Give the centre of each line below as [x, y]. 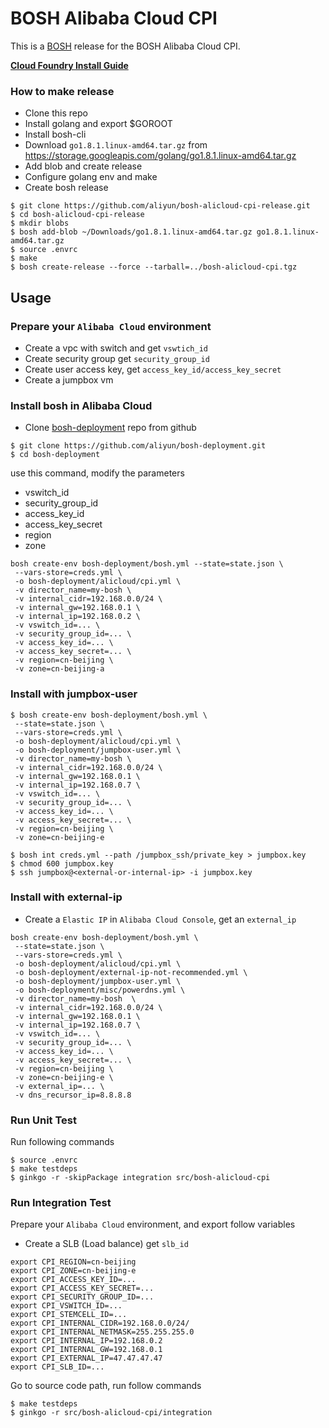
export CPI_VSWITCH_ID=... [66, 1306]
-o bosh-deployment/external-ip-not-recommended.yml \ [131, 972]
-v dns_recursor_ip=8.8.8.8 [73, 1095]
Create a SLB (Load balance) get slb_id [106, 1244]
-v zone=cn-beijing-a [59, 669]
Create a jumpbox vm [69, 379]
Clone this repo [56, 113]
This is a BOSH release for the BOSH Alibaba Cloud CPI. [125, 46]
